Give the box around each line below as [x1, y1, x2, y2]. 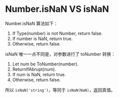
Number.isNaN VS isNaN [5, 3, 109, 15]
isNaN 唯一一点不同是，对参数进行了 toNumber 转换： [5, 51, 116, 57]
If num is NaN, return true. [12, 71, 66, 77]
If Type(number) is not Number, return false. [12, 30, 103, 36]
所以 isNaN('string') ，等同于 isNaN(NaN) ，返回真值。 [5, 87, 116, 93]
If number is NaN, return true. [12, 36, 73, 42]
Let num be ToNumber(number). [12, 61, 79, 67]
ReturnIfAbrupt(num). [12, 66, 56, 72]
